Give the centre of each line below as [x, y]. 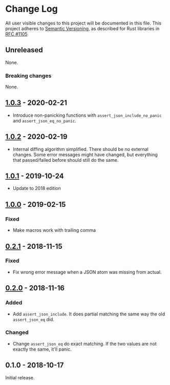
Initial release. [20, 377]
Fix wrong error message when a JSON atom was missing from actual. [87, 272]
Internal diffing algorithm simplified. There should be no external [80, 149]
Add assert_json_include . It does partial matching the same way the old [89, 314]
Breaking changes [28, 76]
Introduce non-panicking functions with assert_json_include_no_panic [87, 115]
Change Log [31, 9]
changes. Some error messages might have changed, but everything [85, 155]
